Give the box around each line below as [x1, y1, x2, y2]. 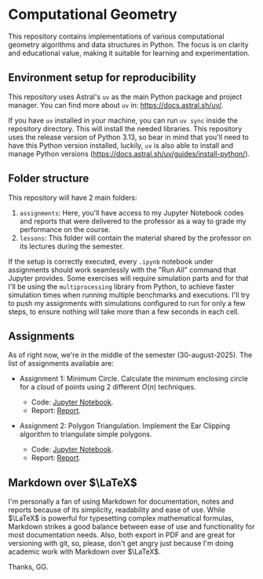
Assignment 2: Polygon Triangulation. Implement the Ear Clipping [19, 421, 230, 430]
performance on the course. [19, 224, 111, 234]
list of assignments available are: [8, 359, 114, 368]
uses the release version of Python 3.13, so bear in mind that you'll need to [8, 132, 249, 142]
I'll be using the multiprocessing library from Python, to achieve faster [8, 282, 235, 291]
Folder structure [8, 171, 89, 186]
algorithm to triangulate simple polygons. [19, 430, 152, 439]
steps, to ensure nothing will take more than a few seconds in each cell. [8, 307, 239, 316]
